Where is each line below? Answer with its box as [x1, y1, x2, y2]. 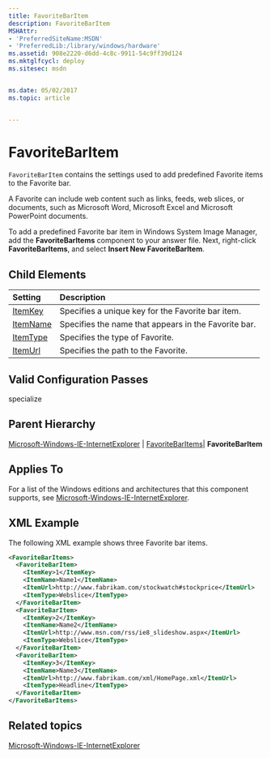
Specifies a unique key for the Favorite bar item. [59, 306, 241, 317]
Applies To [8, 463, 64, 477]
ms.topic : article [8, 94, 70, 102]
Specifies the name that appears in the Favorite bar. [59, 319, 256, 330]
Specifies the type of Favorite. [59, 332, 174, 343]
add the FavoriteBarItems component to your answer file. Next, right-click [8, 236, 256, 246]
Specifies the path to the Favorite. [59, 345, 188, 357]
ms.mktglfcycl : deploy [8, 58, 85, 66]
